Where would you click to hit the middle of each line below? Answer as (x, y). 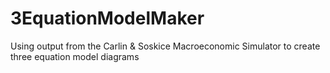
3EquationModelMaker (107, 18)
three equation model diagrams (75, 56)
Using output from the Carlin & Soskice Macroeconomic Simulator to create (165, 46)
